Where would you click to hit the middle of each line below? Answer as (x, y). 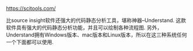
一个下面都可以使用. (30, 42)
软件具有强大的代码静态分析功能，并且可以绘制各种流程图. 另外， (84, 28)
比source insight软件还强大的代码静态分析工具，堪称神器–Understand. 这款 (96, 20)
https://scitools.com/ (31, 8)
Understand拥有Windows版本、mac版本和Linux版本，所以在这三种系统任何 (97, 35)
